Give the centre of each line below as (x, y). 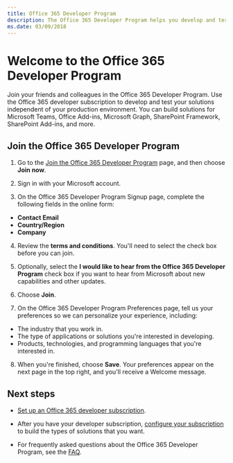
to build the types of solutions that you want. (81, 431)
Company (32, 232)
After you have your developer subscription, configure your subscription (120, 423)
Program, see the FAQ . (49, 452)
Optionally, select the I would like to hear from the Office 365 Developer (121, 267)
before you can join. (46, 253)
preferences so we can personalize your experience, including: (107, 315)
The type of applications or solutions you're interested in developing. (115, 336)
